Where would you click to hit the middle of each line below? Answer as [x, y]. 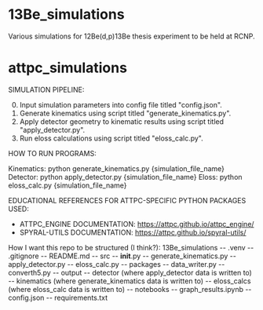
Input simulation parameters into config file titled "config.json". [121, 104]
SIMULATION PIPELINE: [46, 89]
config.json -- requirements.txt [58, 297]
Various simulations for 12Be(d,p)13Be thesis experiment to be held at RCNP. [131, 36]
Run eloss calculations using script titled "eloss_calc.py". [111, 138]
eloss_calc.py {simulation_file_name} [68, 185]
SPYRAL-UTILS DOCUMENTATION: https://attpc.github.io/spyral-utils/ [133, 232]
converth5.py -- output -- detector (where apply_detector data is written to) [130, 272]
